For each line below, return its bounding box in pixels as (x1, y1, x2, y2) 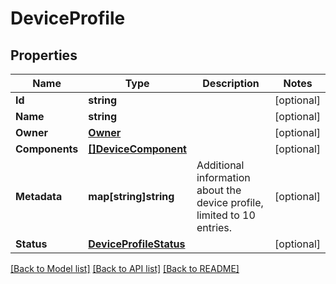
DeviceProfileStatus (88, 237, 186, 251)
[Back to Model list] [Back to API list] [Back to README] (10, 263, 240, 274)
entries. (196, 221, 233, 234)
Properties (10, 47, 78, 64)
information (196, 171, 251, 184)
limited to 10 (196, 208, 256, 222)
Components (15, 142, 79, 156)
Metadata (15, 190, 63, 203)
